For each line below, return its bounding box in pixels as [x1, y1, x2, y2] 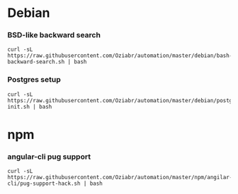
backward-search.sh [7, 59, 65, 66]
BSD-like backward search [7, 30, 101, 40]
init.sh [7, 103, 30, 110]
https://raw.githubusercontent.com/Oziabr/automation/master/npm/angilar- [7, 174, 233, 181]
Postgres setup [7, 75, 62, 85]
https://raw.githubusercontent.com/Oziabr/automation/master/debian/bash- [7, 52, 233, 59]
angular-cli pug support [7, 152, 91, 162]
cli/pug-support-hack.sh [7, 180, 81, 188]
